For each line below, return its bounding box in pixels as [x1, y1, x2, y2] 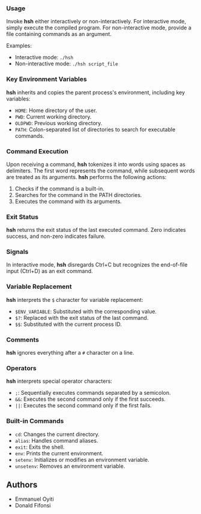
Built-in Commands [6, 417, 64, 425]
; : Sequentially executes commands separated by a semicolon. [14, 389, 171, 397]
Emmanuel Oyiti [14, 495, 54, 503]
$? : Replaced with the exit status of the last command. [14, 314, 149, 321]
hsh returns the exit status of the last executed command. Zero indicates [6, 226, 186, 234]
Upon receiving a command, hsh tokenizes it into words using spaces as [6, 161, 186, 168]
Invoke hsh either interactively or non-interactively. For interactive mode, [6, 18, 187, 25]
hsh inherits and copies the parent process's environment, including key [6, 89, 185, 96]
